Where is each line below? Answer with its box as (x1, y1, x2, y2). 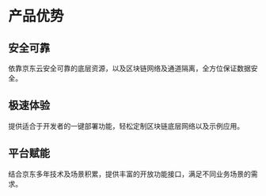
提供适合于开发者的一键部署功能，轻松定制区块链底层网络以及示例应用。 (8, 121, 244, 130)
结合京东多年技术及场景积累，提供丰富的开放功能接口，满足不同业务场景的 (8, 169, 251, 179)
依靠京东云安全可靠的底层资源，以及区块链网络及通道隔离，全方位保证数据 (8, 64, 251, 73)
